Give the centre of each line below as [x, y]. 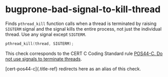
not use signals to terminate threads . [44, 59]
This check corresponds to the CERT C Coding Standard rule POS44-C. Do [84, 53]
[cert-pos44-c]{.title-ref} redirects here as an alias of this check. [73, 69]
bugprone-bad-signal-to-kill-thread [83, 9]
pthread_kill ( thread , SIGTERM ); [39, 44]
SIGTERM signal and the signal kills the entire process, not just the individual [83, 29]
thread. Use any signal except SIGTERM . [46, 34]
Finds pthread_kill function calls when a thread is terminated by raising [81, 23]
